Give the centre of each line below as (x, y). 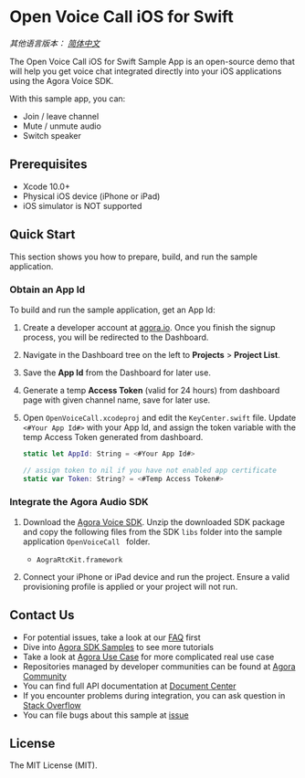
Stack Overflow (52, 705)
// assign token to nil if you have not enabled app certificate (149, 470)
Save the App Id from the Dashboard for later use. (117, 373)
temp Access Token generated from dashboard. (113, 436)
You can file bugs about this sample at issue (105, 715)
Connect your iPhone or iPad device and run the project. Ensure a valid (156, 576)
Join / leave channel (61, 116)
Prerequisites (48, 165)
